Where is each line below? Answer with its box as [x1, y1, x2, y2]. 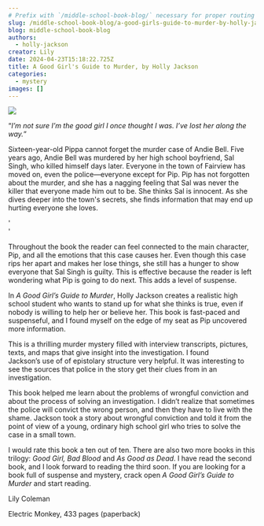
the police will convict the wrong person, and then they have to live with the [8, 405, 253, 414]
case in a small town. [8, 430, 76, 439]
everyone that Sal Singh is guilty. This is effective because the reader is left [8, 267, 252, 276]
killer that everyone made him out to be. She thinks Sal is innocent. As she [8, 187, 248, 196]
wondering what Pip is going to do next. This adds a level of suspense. [8, 276, 237, 285]
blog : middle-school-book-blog [8, 26, 111, 34]
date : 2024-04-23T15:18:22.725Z [8, 56, 114, 64]
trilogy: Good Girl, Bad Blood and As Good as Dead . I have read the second [8, 454, 252, 463]
